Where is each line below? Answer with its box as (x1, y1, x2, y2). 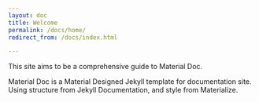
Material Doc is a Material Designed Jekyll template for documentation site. (8, 77, 252, 86)
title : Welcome (8, 19, 58, 27)
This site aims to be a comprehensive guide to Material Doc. (8, 62, 203, 71)
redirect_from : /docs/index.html (8, 33, 118, 42)
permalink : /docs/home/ (8, 26, 87, 34)
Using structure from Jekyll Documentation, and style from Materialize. (8, 86, 239, 95)
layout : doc (8, 11, 47, 20)
